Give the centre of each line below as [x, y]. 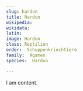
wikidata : [18, 28]
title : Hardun [23, 17]
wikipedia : [19, 22]
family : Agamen [26, 55]
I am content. [22, 82]
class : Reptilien [27, 45]
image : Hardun [23, 39]
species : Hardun [27, 60]
